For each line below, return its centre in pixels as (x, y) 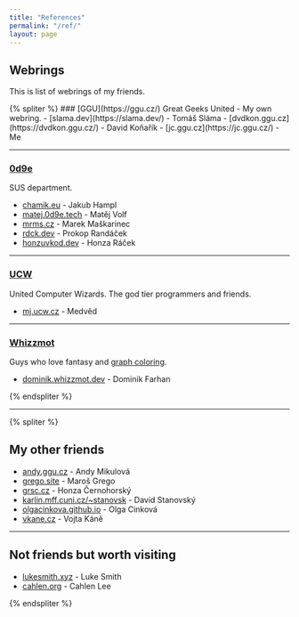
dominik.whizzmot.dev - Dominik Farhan (96, 379)
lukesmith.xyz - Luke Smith (72, 576)
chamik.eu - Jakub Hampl (69, 205)
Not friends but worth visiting (93, 555)
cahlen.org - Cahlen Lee (66, 586)
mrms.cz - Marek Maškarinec (76, 224)
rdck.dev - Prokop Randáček (74, 233)
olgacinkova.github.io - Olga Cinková (90, 509)
